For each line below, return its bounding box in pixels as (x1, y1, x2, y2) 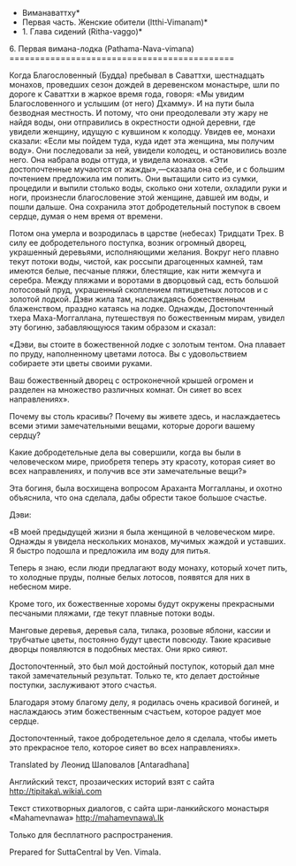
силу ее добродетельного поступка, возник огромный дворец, (9, 238, 247, 248)
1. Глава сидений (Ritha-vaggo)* (21, 27, 143, 36)
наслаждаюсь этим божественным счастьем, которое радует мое (9, 707, 262, 717)
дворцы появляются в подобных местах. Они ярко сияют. (9, 644, 228, 654)
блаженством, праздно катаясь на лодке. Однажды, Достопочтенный (9, 303, 274, 313)
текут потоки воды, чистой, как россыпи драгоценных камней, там (9, 257, 263, 266)
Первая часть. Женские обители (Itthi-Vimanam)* (21, 17, 209, 27)
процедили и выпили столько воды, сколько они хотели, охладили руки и (9, 183, 287, 193)
